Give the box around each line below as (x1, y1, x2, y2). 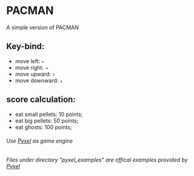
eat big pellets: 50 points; (15, 117, 79, 124)
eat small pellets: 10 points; (15, 110, 83, 118)
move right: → (15, 64, 48, 71)
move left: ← (15, 57, 44, 64)
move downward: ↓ (15, 76, 63, 84)
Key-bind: (6, 41, 45, 52)
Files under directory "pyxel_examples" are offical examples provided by (6, 156, 188, 163)
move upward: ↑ (15, 70, 56, 78)
